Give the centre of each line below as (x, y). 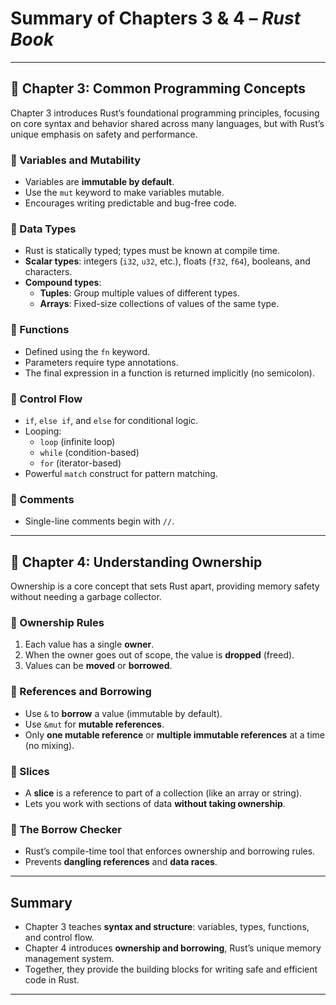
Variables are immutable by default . (99, 182)
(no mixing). (49, 745)
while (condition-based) (89, 452)
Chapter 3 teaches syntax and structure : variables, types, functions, (167, 927)
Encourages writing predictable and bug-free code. (130, 203)
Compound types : (63, 283)
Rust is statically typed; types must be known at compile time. (152, 251)
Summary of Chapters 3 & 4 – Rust (155, 18)
